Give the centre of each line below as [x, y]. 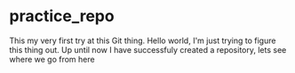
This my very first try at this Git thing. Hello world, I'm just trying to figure [143, 40]
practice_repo [62, 16]
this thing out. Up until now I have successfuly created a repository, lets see [148, 49]
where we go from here [52, 59]
